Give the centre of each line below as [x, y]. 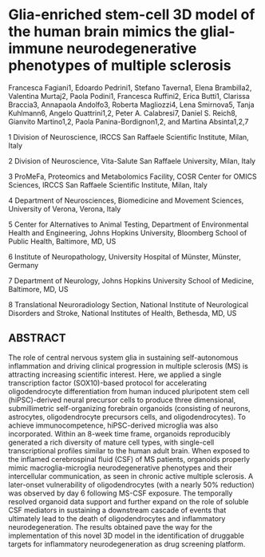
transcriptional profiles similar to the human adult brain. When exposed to [129, 450]
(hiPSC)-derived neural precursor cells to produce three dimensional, [122, 400]
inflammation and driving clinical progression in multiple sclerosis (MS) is [129, 365]
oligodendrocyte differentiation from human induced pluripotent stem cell [129, 391]
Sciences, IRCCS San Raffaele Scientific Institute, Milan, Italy [108, 184]
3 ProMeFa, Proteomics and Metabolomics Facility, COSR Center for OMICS [132, 176]
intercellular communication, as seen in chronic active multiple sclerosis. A [131, 476]
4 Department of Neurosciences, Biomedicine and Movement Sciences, [126, 200]
